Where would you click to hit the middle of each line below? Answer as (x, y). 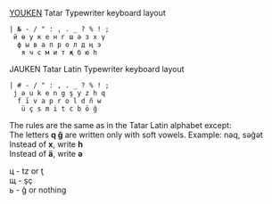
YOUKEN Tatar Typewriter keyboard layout (88, 13)
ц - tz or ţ (27, 171)
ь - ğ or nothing (38, 190)
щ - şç (21, 180)
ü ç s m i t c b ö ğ (59, 109)
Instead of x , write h (46, 144)
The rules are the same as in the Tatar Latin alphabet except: (120, 125)
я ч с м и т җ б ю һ (59, 53)
